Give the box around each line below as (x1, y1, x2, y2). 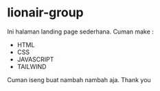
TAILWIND (16, 62, 47, 70)
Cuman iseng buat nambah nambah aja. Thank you (7, 75, 151, 83)
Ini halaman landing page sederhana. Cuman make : (7, 27, 155, 36)
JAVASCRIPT (16, 55, 54, 63)
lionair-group (7, 5, 84, 21)
